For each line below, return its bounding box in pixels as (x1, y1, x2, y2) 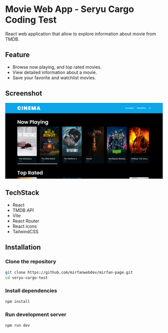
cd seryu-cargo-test (5, 275, 48, 280)
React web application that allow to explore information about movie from (5, 31, 156, 37)
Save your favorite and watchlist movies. (12, 74, 96, 81)
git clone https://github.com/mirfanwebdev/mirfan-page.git (5, 270, 133, 275)
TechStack (5, 189, 39, 197)
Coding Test (5, 14, 56, 26)
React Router (12, 218, 39, 224)
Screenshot (5, 89, 42, 98)
